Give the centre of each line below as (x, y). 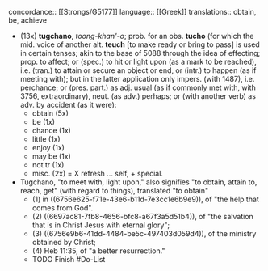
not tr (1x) (48, 165)
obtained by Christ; (64, 242)
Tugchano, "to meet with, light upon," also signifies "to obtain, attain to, (138, 182)
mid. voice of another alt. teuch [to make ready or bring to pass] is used (140, 44)
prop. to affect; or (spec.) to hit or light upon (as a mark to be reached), (138, 61)
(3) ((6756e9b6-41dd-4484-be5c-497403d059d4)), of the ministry (144, 233)
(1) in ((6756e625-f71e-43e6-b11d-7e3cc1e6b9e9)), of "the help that (146, 199)
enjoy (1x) (48, 148)
